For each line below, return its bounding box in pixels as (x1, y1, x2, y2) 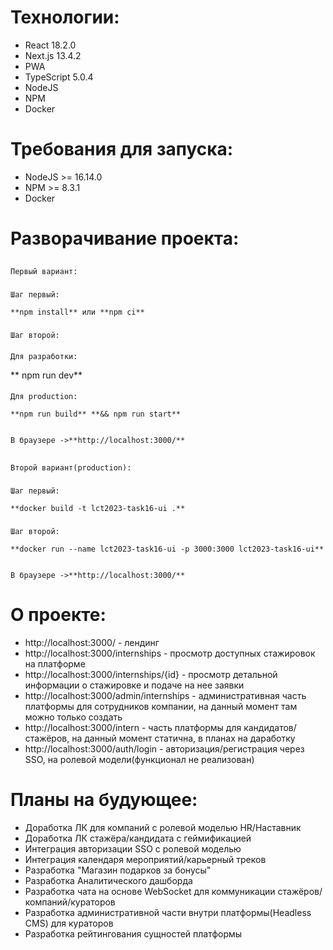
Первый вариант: (10, 267, 78, 277)
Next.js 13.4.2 (24, 49, 82, 61)
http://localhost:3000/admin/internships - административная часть (24, 689, 307, 701)
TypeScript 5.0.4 (24, 71, 94, 83)
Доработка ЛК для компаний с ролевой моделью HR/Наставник (24, 821, 302, 833)
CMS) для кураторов (24, 917, 114, 929)
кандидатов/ (243, 721, 297, 733)
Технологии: (10, 6, 120, 29)
